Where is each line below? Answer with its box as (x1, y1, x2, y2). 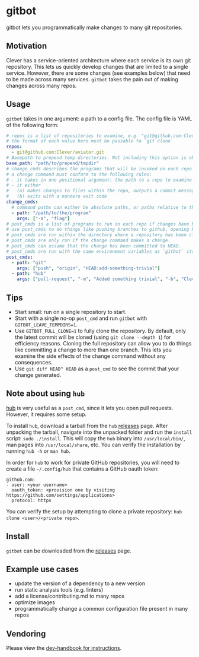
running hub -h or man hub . (6, 447, 70, 455)
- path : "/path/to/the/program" (11, 210, 92, 216)
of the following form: (6, 121, 59, 128)
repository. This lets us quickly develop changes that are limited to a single (6, 63, 188, 70)
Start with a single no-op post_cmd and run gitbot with (14, 315, 147, 322)
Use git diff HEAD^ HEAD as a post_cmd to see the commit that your (14, 365, 179, 372)
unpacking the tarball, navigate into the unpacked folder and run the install (6, 429, 192, 436)
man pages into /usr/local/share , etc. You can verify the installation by (6, 441, 181, 448)
